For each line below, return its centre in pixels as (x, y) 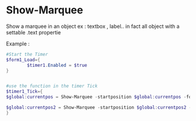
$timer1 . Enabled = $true (57, 65)
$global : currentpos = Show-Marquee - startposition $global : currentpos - (96, 97)
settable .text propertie (34, 32)
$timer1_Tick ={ (24, 92)
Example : (18, 44)
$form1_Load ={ (23, 60)
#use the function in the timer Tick (52, 86)
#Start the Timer (27, 54)
